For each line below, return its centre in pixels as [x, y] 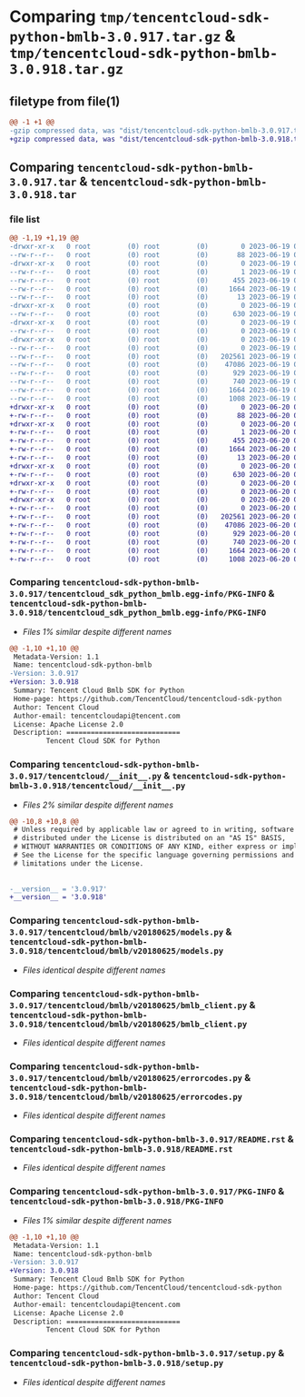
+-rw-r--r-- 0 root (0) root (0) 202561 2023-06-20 [150, 517]
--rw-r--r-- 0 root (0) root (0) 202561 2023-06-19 [150, 356]
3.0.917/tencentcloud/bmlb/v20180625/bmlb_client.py [128, 1005]
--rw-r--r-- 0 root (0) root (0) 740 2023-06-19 [150, 382]
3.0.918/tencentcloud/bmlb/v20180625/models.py [117, 951]
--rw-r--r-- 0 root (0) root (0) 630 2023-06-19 [150, 314]
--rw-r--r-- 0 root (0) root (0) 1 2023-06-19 [150, 272]
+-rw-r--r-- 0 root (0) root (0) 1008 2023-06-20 [150, 559]
